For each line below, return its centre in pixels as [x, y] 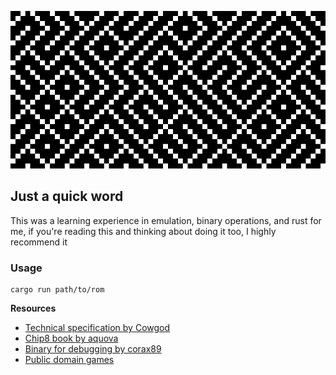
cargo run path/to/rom [57, 290]
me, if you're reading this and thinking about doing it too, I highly [143, 231]
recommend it [39, 242]
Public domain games [69, 360]
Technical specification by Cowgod [97, 328]
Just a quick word [67, 196]
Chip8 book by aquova [71, 338]
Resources [33, 308]
